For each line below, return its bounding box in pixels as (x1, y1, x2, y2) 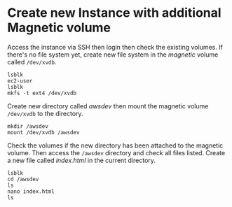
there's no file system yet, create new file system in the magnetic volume (7, 50, 219, 59)
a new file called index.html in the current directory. (7, 156, 156, 164)
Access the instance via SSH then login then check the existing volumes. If (7, 43, 223, 51)
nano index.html (7, 187, 55, 195)
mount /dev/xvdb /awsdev (7, 129, 80, 136)
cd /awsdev (7, 176, 39, 183)
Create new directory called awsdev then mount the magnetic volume (7, 101, 209, 110)
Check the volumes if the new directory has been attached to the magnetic (7, 141, 224, 150)
